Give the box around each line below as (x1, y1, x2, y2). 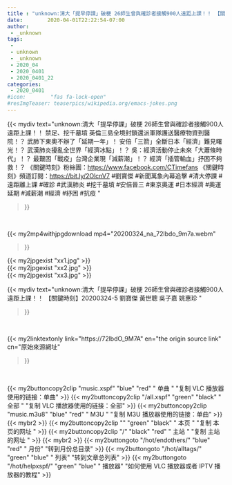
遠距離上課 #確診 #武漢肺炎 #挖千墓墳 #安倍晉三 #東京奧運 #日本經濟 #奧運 (7, 180, 222, 189)
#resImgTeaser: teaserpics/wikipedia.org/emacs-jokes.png (7, 100, 177, 107)
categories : (7, 81, 41, 88)
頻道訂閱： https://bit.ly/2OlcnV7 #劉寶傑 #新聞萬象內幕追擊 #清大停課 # (19, 171, 223, 180)
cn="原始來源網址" (7, 343, 61, 351)
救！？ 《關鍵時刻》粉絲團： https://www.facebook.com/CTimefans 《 (7, 163, 206, 171)
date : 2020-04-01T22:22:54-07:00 (7, 17, 126, 23)
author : (7, 23, 30, 30)
